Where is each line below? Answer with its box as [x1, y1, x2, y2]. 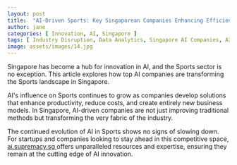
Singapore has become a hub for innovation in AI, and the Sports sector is [7, 63, 222, 71]
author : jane [7, 23, 46, 30]
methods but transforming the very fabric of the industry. [7, 114, 174, 122]
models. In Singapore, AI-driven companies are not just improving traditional [7, 106, 229, 114]
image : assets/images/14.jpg [7, 43, 93, 50]
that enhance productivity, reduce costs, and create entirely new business [7, 99, 223, 106]
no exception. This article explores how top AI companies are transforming [7, 70, 224, 78]
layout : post [7, 10, 46, 18]
